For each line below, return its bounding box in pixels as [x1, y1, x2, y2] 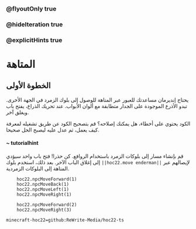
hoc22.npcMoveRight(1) [16, 192, 72, 197]
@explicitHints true [6, 36, 63, 44]
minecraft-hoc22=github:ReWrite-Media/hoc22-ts [6, 217, 125, 223]
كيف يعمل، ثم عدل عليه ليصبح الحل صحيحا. [6, 126, 99, 133]
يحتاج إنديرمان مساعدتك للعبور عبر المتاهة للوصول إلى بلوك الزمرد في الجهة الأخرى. [6, 96, 189, 103]
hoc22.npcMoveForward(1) [16, 176, 77, 182]
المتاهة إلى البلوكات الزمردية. [6, 165, 70, 172]
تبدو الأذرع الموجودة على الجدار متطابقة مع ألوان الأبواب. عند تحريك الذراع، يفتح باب [6, 102, 187, 109]
